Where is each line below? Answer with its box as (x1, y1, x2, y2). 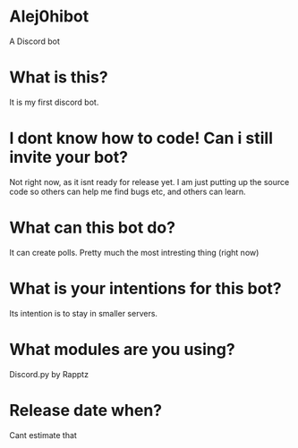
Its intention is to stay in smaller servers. (9, 308, 158, 318)
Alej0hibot (9, 6, 89, 27)
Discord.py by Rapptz (9, 368, 89, 379)
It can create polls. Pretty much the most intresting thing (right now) (9, 247, 260, 258)
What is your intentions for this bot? (9, 278, 282, 299)
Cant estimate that (9, 429, 78, 440)
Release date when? (9, 400, 163, 420)
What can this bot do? (9, 217, 176, 238)
